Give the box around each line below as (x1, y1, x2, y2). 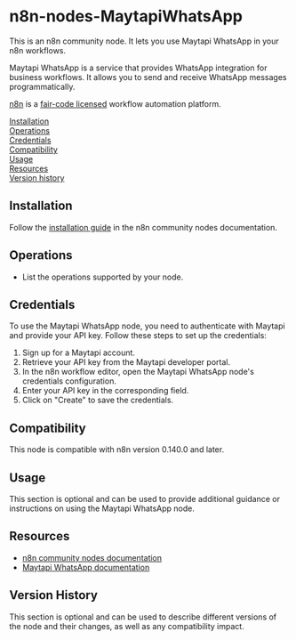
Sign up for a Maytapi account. (21, 347, 136, 358)
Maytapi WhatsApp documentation (21, 562, 150, 572)
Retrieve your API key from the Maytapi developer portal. (21, 357, 231, 368)
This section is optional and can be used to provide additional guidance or (9, 494, 280, 504)
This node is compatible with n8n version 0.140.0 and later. (9, 444, 225, 455)
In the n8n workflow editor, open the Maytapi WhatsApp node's (21, 367, 255, 377)
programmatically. (9, 81, 76, 92)
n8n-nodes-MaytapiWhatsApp (9, 6, 243, 27)
